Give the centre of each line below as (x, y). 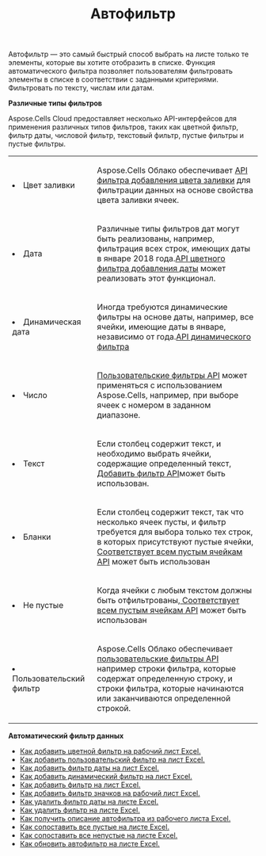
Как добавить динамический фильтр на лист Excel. (106, 777)
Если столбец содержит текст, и (159, 444)
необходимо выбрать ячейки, (154, 454)
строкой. (114, 709)
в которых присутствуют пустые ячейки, (175, 542)
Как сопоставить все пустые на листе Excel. (95, 827)
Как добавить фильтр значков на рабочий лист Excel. (110, 793)
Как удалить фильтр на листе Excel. (80, 810)
